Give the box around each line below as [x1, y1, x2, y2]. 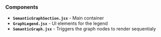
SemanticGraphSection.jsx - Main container [12, 15, 104, 21]
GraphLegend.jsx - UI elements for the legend [12, 20, 108, 26]
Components [5, 4, 38, 11]
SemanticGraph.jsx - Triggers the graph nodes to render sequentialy [12, 26, 156, 32]
